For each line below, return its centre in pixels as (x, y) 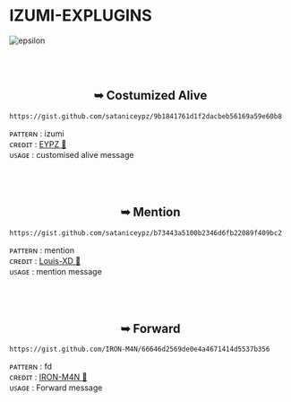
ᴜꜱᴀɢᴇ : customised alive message (72, 154)
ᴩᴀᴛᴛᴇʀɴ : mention (42, 250)
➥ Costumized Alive (150, 96)
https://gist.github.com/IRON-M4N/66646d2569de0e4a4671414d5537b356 (140, 350)
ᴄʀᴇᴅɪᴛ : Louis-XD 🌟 (45, 260)
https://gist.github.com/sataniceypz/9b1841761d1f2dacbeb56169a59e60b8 (145, 116)
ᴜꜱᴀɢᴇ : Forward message (56, 388)
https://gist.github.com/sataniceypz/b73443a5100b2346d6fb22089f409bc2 (145, 233)
